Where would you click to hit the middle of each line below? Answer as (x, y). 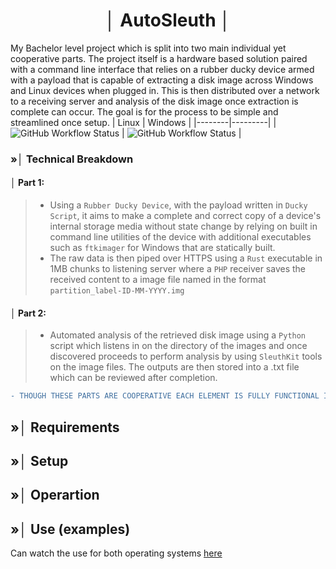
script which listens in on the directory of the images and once (178, 346)
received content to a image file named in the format (158, 280)
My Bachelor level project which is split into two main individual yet (148, 48)
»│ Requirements (65, 427)
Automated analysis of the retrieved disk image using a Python (178, 335)
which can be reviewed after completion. (133, 378)
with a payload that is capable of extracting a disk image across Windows (162, 80)
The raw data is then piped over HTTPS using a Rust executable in (186, 258)
